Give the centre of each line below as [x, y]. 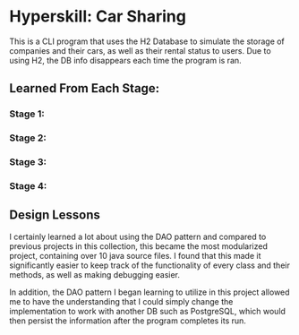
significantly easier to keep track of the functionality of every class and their [150, 265]
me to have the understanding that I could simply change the [121, 301]
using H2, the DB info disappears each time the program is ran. [125, 60]
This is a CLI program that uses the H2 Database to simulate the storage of [147, 41]
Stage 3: [28, 162]
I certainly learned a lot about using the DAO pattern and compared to [138, 236]
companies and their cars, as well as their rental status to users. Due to [140, 50]
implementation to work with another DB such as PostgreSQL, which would [148, 311]
